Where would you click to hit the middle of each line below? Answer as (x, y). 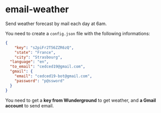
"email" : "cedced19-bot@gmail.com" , (53, 76)
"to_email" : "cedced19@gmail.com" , (48, 67)
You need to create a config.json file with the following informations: (78, 33)
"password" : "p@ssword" (40, 81)
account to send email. (30, 105)
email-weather (37, 9)
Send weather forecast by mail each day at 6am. (56, 24)
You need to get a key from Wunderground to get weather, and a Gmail (81, 100)
